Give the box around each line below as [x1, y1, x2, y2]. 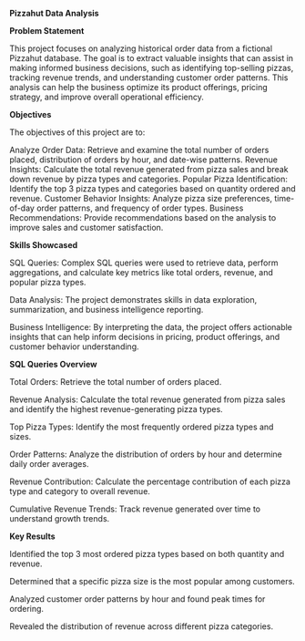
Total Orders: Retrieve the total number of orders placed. [9, 377, 222, 387]
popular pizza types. [9, 277, 86, 287]
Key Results [9, 531, 56, 542]
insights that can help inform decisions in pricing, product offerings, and [9, 332, 280, 342]
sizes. [9, 431, 32, 441]
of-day [9, 202, 35, 213]
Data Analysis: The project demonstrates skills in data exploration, [9, 295, 258, 305]
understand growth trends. [9, 513, 110, 523]
